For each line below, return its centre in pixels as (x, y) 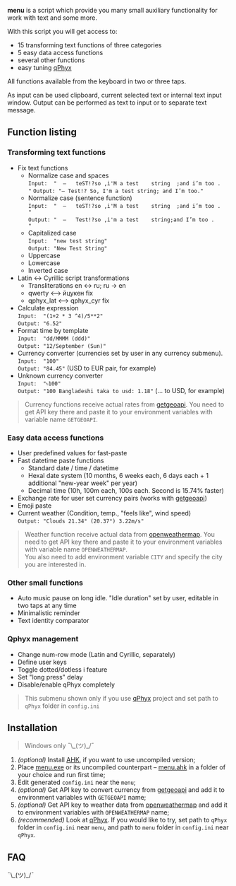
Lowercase (44, 263)
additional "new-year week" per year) (83, 483)
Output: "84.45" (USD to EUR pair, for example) (87, 368)
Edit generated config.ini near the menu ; (76, 782)
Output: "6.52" (40, 323)
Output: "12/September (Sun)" (62, 346)
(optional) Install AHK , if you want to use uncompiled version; (106, 760)
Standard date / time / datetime (73, 468)
